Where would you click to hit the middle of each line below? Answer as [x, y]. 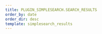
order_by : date [21, 14]
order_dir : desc [22, 19]
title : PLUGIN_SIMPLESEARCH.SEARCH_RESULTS [51, 10]
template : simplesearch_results [39, 24]
